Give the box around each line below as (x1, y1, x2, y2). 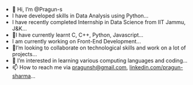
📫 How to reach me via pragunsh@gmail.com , (11, 64, 128, 71)
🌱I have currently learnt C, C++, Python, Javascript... (11, 31, 144, 39)
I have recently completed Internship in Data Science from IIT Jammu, (11, 19, 186, 25)
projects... (11, 51, 37, 57)
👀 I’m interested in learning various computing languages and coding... (11, 57, 188, 64)
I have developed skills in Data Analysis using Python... (11, 12, 149, 19)
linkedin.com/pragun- (129, 64, 183, 71)
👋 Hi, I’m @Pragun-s (11, 6, 63, 13)
